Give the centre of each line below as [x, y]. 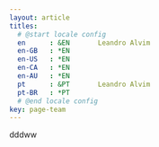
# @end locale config [58, 101]
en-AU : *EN [44, 76]
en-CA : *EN [44, 68]
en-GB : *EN [44, 51]
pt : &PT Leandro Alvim [84, 84]
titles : [24, 26]
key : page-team [38, 109]
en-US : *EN [44, 59]
